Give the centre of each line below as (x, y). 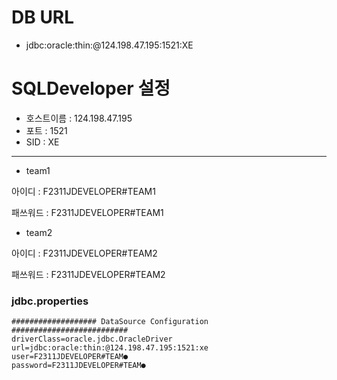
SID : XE (42, 142)
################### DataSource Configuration (110, 322)
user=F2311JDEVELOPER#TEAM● (70, 357)
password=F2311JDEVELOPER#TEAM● (78, 366)
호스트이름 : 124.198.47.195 (79, 118)
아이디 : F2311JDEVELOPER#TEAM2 (84, 253)
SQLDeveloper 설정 (91, 88)
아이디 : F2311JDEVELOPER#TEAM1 (83, 191)
